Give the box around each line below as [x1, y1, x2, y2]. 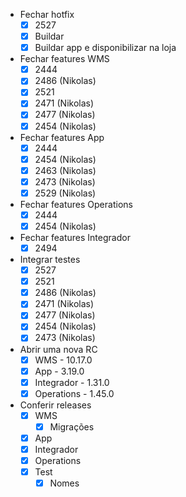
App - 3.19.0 [34, 365, 85, 377]
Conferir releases [19, 399, 92, 411]
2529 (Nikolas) [34, 187, 97, 199]
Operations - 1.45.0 [34, 387, 115, 399]
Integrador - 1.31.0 [34, 376, 110, 388]
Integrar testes [19, 254, 81, 266]
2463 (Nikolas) [34, 164, 97, 176]
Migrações [49, 420, 95, 433]
